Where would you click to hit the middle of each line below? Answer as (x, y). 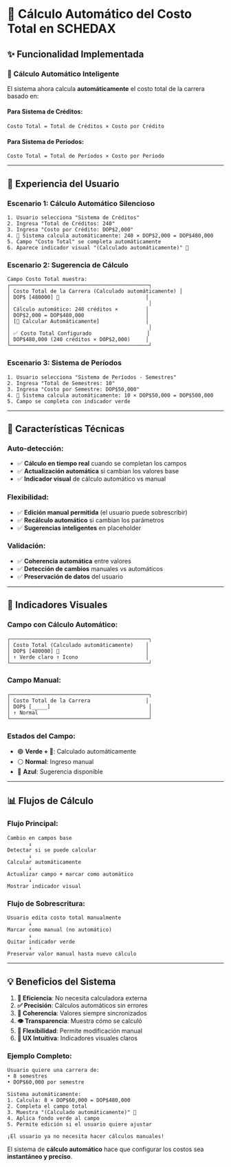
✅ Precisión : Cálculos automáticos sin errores (82, 1005)
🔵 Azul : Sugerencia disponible (60, 772)
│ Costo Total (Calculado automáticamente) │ (78, 645)
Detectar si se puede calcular (52, 850)
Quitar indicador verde (41, 942)
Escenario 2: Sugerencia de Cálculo (68, 265)
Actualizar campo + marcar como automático (70, 874)
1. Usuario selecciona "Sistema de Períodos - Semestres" (92, 377)
